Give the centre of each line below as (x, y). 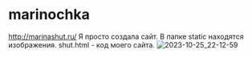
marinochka (49, 15)
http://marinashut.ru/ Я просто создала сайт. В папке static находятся (126, 36)
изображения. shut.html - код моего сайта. (81, 44)
